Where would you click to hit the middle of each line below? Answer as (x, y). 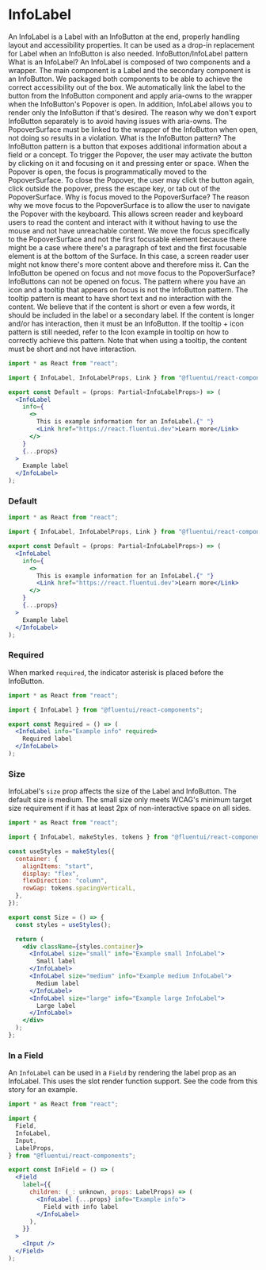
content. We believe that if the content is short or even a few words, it (122, 307)
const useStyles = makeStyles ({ (61, 851)
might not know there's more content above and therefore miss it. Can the (129, 264)
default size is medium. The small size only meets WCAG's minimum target (130, 800)
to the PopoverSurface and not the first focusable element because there (127, 239)
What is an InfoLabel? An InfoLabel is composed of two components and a (129, 62)
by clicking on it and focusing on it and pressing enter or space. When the (129, 163)
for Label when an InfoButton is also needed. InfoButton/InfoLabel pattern (128, 53)
